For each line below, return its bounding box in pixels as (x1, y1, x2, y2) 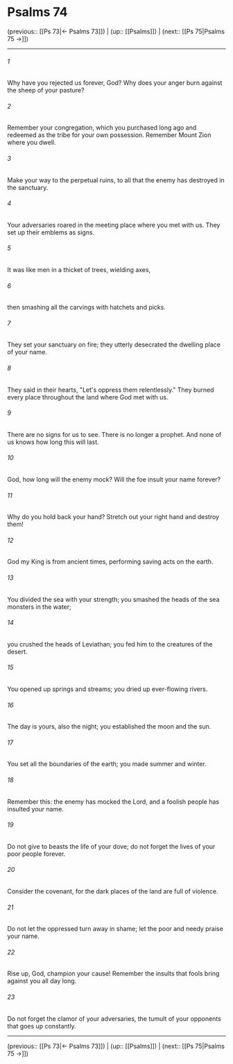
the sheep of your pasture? (7, 86, 85, 95)
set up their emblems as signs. (7, 228, 95, 237)
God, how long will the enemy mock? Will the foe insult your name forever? (7, 475, 221, 484)
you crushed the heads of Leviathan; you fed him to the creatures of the (7, 640, 213, 648)
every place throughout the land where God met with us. (7, 392, 169, 401)
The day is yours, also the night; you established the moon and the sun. (7, 722, 212, 731)
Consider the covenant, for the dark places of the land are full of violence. (7, 887, 218, 895)
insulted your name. (7, 804, 64, 813)
